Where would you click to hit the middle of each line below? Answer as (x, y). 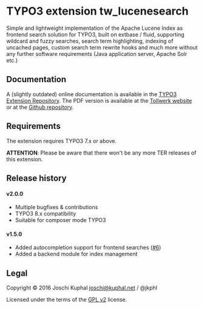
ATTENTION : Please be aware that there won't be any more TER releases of (101, 153)
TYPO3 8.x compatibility (46, 214)
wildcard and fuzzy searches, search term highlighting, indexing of (90, 41)
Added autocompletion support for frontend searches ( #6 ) (88, 248)
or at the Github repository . (40, 107)
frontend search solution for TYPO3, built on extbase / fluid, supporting (95, 34)
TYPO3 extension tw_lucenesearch (97, 11)
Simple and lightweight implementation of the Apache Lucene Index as (95, 28)
